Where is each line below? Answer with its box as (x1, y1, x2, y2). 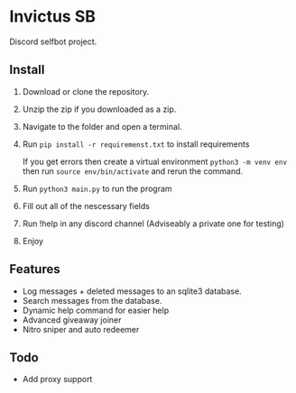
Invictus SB (9, 6, 97, 27)
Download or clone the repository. (22, 86, 150, 96)
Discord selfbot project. (9, 36, 97, 47)
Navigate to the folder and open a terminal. (22, 121, 182, 132)
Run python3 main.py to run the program (22, 183, 173, 194)
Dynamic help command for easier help (22, 305, 170, 315)
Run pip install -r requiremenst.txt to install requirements (22, 138, 250, 150)
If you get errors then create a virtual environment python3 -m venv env (22, 156, 287, 167)
